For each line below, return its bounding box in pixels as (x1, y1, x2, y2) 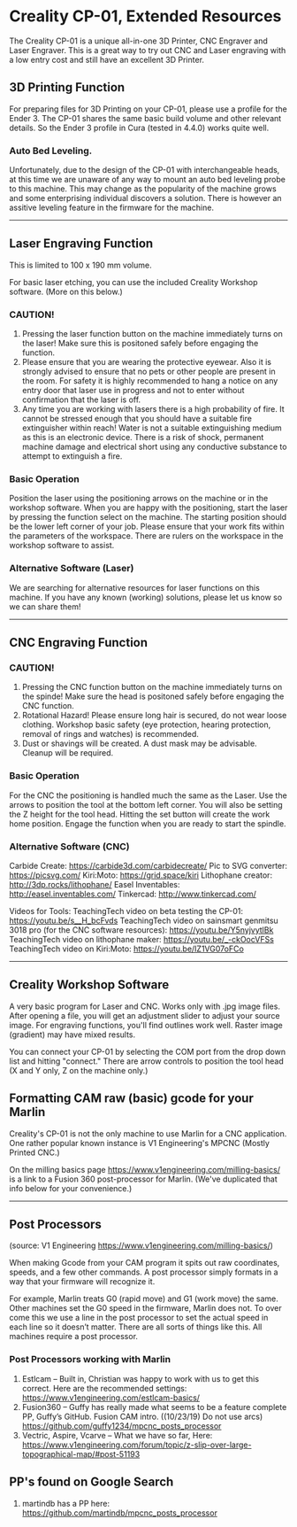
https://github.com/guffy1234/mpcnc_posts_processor (21, 1420, 222, 1431)
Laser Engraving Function (9, 236, 154, 252)
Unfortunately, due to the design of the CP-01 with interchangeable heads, (9, 165, 280, 175)
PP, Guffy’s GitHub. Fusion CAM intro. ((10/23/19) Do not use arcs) (21, 1411, 263, 1422)
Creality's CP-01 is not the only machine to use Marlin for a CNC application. (9, 1128, 287, 1139)
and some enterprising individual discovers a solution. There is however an (9, 193, 282, 204)
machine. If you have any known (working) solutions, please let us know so (9, 592, 283, 602)
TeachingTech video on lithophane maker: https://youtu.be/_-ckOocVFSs (9, 934, 274, 945)
